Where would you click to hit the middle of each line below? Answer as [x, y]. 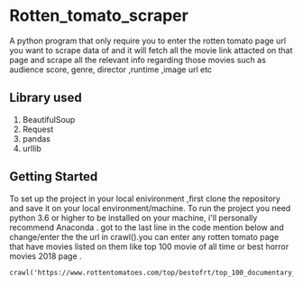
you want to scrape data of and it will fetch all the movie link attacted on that [151, 50]
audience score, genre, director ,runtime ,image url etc [111, 69]
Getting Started [54, 177]
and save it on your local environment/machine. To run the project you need [150, 208]
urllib [32, 148]
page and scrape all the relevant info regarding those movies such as [138, 60]
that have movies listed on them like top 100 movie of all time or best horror [149, 246]
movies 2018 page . [46, 256]
